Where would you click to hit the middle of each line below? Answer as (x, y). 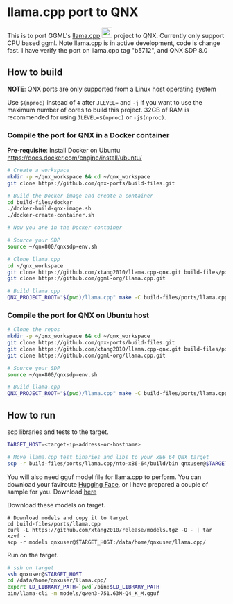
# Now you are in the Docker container (65, 228)
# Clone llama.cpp (34, 259)
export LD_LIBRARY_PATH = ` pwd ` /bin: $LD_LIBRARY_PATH (83, 587)
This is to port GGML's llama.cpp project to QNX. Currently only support (116, 35)
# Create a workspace (38, 171)
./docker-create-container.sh (51, 215)
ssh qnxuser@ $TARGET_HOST (44, 574)
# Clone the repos (34, 330)
